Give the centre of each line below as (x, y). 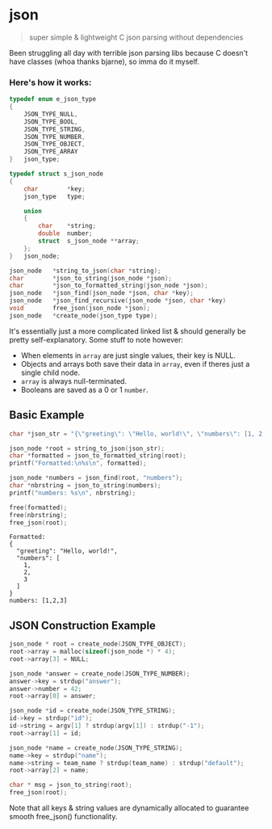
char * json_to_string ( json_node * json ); (91, 278)
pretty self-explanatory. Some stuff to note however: (96, 339)
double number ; (65, 234)
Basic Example (47, 415)
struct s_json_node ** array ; (89, 241)
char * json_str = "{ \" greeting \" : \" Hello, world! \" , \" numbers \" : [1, (132, 434)
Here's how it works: (50, 82)
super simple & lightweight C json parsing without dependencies (136, 37)
